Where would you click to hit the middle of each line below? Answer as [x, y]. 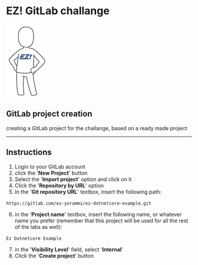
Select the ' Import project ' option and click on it [73, 179]
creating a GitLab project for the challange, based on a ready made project [97, 128]
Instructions [29, 152]
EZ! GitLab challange [58, 11]
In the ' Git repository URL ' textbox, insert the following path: [88, 192]
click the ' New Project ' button [51, 173]
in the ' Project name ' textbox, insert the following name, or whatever [98, 214]
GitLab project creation [49, 114]
